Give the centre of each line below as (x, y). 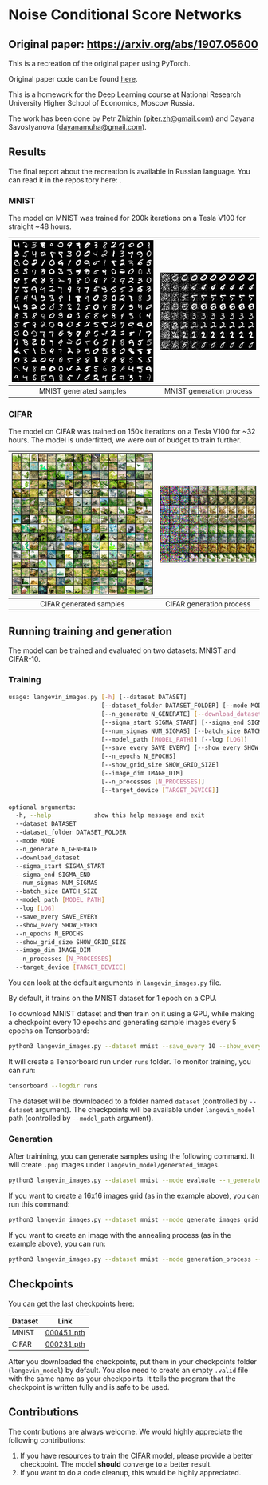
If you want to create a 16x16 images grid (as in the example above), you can (134, 1196)
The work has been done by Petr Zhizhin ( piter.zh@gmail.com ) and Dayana (132, 118)
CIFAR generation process (208, 604)
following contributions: (47, 1440)
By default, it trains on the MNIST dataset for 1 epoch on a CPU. (112, 999)
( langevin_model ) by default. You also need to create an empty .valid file (128, 1371)
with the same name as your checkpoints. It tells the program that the (122, 1379)
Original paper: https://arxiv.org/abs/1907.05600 (133, 44)
